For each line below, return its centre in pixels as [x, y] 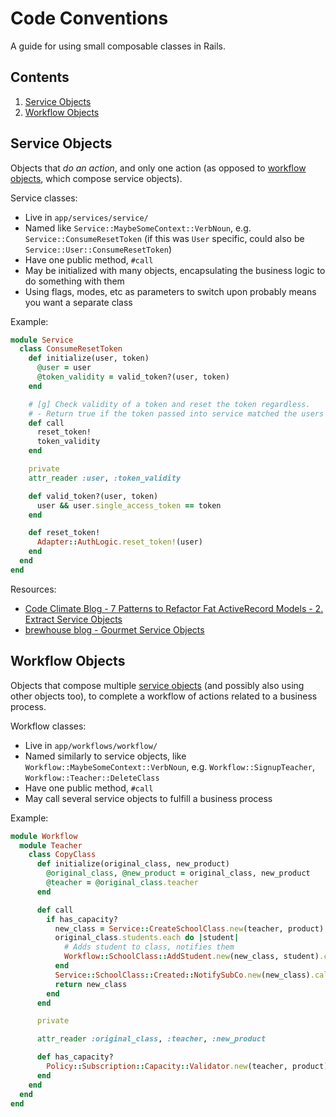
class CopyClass [62, 855]
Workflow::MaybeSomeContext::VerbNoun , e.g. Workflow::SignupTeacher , [169, 766]
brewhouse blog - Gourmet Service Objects [114, 629]
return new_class [91, 984]
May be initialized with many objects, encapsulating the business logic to [175, 270]
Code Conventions [89, 18]
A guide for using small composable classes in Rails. [118, 46]
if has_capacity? [82, 919]
